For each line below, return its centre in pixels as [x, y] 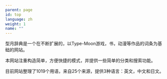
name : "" [14, 29]
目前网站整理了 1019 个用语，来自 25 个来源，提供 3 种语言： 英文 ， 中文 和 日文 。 [85, 71]
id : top [13, 15]
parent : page [19, 10]
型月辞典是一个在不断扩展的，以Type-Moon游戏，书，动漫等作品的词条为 [81, 44]
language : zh [19, 19]
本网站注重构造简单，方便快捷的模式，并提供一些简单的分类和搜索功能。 [80, 60]
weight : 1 [16, 24]
